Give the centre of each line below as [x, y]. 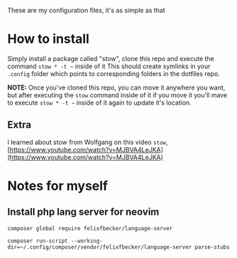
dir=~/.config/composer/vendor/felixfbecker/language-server [100, 247]
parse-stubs [213, 247]
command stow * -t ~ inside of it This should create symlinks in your [109, 66]
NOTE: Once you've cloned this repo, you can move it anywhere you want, [116, 87]
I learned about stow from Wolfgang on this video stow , [88, 142]
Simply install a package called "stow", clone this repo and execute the [111, 58]
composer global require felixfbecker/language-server [90, 228]
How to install [49, 39]
